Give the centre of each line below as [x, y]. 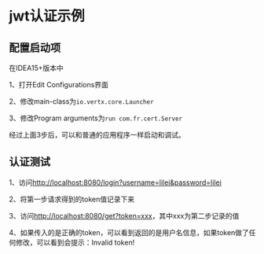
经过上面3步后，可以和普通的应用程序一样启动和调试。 [97, 135]
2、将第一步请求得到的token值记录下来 [72, 199]
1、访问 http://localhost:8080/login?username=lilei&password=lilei [115, 182]
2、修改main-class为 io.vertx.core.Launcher [81, 101]
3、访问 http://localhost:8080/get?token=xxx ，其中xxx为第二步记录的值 [124, 215]
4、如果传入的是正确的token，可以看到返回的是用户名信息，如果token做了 [129, 232]
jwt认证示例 [47, 16]
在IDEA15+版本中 [36, 68]
